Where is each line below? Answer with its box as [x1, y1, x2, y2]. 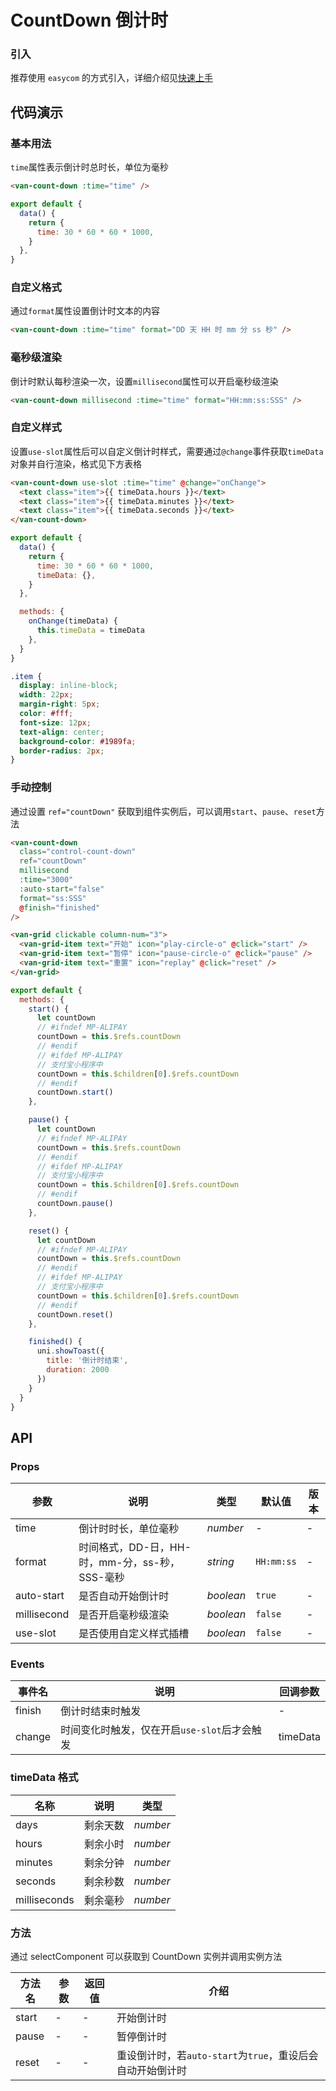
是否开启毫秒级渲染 [78, 1608, 170, 1622]
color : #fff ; [19, 709, 74, 719]
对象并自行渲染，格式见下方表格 [10, 457, 142, 470]
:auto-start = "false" [19, 884, 105, 894]
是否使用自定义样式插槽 [78, 1627, 190, 1641]
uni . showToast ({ [36, 1346, 105, 1356]
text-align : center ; [19, 727, 105, 737]
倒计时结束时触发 [60, 1704, 142, 1718]
